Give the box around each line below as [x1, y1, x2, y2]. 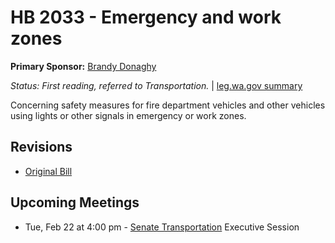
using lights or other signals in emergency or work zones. [10, 109, 247, 121]
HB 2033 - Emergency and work [10, 6, 282, 29]
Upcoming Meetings [10, 194, 140, 211]
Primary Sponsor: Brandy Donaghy [10, 60, 157, 72]
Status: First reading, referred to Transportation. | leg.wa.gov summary [10, 79, 303, 91]
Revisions [10, 139, 73, 156]
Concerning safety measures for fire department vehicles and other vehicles [10, 99, 326, 111]
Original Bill [24, 165, 73, 177]
